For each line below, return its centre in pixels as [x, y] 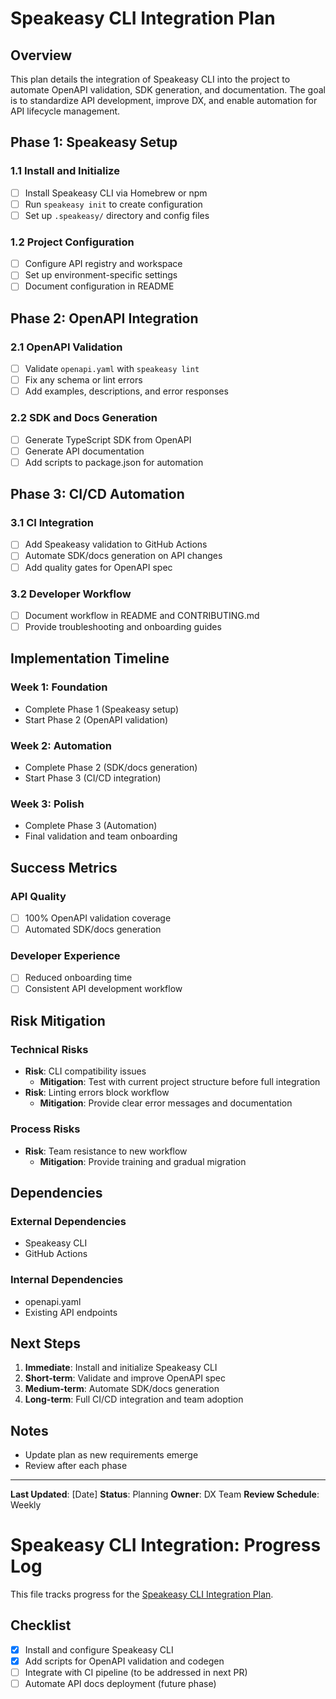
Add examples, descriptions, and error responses [126, 391]
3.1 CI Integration [52, 523]
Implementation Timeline [90, 658]
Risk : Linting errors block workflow [97, 1093]
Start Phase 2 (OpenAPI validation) [96, 719]
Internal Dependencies [67, 1280]
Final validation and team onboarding [101, 836]
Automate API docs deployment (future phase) [120, 1684]
